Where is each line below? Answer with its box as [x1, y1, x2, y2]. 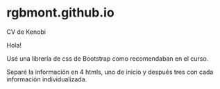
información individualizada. [6, 75, 87, 83]
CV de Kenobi [6, 28, 46, 36]
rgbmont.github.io [6, 5, 115, 21]
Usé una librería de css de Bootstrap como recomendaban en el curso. [6, 54, 209, 63]
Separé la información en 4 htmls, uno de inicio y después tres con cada [6, 68, 214, 76]
